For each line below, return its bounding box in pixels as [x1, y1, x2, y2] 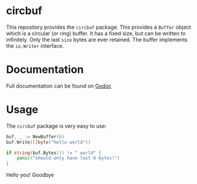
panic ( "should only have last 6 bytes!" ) [17, 155, 120, 161]
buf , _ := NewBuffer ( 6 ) [6, 133, 65, 139]
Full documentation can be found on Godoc [6, 82, 112, 89]
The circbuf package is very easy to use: [6, 122, 107, 129]
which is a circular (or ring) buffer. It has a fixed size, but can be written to [6, 29, 186, 36]
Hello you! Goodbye [6, 172, 54, 179]
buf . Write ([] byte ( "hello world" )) [6, 139, 91, 145]
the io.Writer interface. [6, 42, 64, 49]
